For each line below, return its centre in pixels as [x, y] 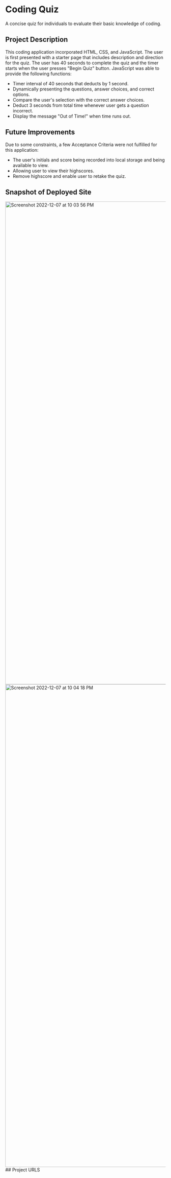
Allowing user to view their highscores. [53, 171]
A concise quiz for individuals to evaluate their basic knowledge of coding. [83, 23]
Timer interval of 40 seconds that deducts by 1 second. [70, 83]
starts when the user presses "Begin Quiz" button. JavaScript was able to [82, 68]
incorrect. [23, 110]
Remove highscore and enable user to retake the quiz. [69, 176]
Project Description [37, 40]
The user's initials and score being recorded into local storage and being [89, 160]
